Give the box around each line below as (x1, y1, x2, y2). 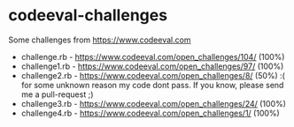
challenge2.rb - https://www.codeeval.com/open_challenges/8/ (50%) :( (20, 70, 285, 80)
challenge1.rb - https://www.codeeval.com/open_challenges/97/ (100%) (20, 61, 284, 71)
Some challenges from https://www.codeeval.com (8, 34, 191, 45)
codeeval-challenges (8, 5, 168, 26)
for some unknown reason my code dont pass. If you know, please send (20, 79, 284, 90)
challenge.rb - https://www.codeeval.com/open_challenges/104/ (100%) (20, 51, 285, 62)
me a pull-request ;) (20, 89, 94, 100)
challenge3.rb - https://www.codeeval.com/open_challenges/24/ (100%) (20, 98, 287, 108)
